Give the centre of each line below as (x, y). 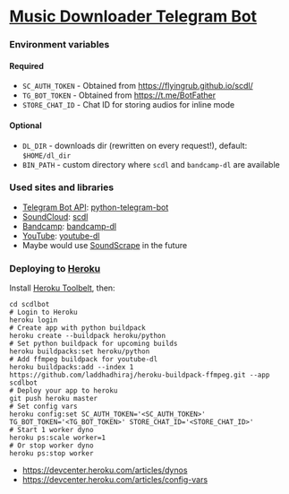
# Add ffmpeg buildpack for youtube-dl (84, 360)
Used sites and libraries (62, 187)
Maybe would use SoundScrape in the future (105, 245)
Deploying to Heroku (55, 268)
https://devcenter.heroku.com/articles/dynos (105, 470)
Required (27, 65)
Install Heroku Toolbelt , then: (62, 288)
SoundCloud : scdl (55, 216)
